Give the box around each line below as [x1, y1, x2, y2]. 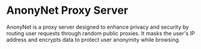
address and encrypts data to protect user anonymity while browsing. [6, 36, 180, 43]
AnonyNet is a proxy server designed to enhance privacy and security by [6, 23, 189, 30]
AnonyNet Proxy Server [6, 4, 129, 17]
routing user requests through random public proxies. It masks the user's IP [6, 29, 196, 36]
